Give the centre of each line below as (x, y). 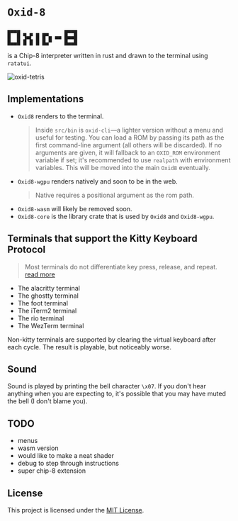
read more (40, 274)
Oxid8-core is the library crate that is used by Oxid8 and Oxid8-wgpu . (116, 216)
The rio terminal (41, 318)
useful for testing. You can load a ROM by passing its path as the (130, 138)
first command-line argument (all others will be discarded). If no (128, 145)
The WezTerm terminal (51, 325)
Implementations (46, 99)
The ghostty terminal (48, 296)
